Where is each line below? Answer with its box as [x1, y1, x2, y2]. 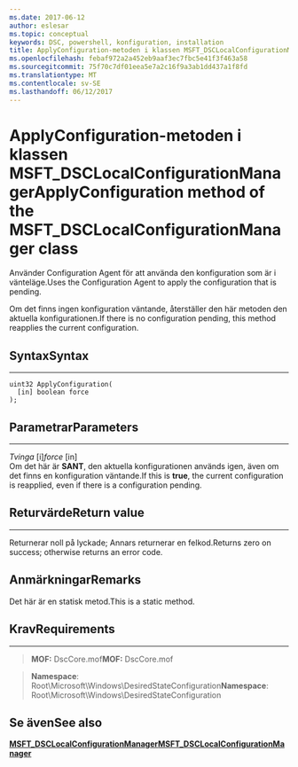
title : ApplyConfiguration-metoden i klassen [9, 46, 180, 55]
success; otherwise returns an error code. [9, 546, 163, 557]
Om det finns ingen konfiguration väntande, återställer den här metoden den [9, 303, 288, 315]
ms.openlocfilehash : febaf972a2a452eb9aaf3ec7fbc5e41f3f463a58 [9, 54, 248, 63]
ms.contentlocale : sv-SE [9, 79, 101, 88]
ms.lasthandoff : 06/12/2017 [9, 87, 114, 96]
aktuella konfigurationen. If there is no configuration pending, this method [9, 313, 277, 324]
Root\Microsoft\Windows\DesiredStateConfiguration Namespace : [30, 680, 269, 691]
